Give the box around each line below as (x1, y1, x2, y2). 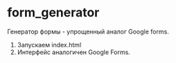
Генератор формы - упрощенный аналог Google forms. (7, 27, 170, 36)
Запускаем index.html (17, 40, 82, 49)
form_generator (7, 5, 100, 21)
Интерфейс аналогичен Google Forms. (17, 48, 130, 56)
